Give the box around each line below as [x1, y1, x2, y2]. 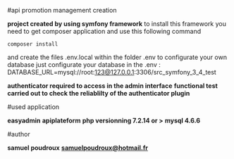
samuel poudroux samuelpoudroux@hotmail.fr [7, 144, 149, 152]
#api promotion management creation [7, 6, 117, 14]
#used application [7, 103, 60, 111]
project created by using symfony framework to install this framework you [7, 20, 227, 27]
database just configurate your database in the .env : [7, 61, 161, 69]
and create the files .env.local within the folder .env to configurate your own [7, 53, 228, 61]
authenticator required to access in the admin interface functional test [7, 82, 218, 90]
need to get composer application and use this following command [7, 27, 202, 35]
